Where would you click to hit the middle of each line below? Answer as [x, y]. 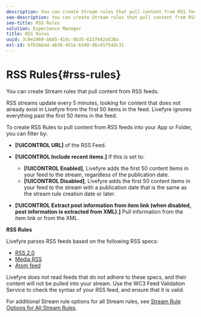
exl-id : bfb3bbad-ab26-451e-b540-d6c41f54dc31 [65, 45]
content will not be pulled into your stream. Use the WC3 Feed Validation [96, 283]
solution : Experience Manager [44, 28]
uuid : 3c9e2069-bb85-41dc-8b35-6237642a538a [63, 39]
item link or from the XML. [47, 218]
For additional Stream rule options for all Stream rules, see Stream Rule [94, 301]
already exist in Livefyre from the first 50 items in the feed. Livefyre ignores [99, 109]
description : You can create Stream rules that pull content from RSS [96, 12]
